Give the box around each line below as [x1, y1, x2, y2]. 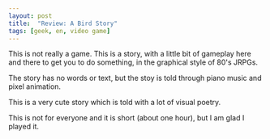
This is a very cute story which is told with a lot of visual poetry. [8, 98, 221, 107]
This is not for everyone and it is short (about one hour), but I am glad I [8, 113, 245, 123]
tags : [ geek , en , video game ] [8, 27, 111, 35]
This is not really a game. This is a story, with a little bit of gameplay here [8, 49, 251, 59]
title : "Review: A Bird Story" [8, 19, 118, 27]
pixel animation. [8, 82, 62, 91]
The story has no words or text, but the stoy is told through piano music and [8, 74, 262, 83]
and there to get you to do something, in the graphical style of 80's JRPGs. [8, 57, 258, 67]
